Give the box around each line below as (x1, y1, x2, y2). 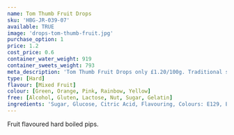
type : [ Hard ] (7, 74, 45, 82)
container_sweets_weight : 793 (7, 62, 95, 69)
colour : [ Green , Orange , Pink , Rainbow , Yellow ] (7, 88, 151, 95)
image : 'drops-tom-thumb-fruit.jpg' (7, 29, 114, 37)
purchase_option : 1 (7, 36, 64, 43)
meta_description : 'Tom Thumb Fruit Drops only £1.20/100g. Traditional (7, 68, 223, 75)
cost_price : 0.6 (7, 49, 54, 56)
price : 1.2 (7, 42, 39, 49)
